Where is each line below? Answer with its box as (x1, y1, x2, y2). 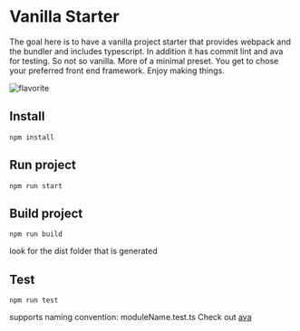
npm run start (9, 181, 63, 191)
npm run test (9, 296, 59, 305)
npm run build (9, 230, 63, 239)
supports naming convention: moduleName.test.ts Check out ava (9, 312, 252, 323)
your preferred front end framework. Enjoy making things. (9, 65, 225, 76)
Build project (9, 205, 83, 221)
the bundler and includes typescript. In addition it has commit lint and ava (9, 45, 284, 56)
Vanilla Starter (9, 6, 120, 27)
